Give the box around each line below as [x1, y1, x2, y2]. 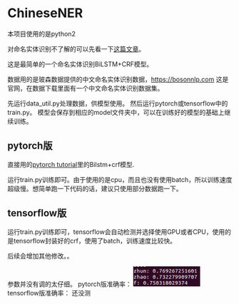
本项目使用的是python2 [7, 29, 76, 38]
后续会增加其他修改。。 [7, 251, 73, 260]
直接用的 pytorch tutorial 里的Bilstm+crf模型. [7, 160, 135, 168]
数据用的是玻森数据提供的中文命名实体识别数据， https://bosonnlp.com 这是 [7, 75, 229, 83]
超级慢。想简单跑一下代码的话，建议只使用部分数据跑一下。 [7, 184, 183, 193]
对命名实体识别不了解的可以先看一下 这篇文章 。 [7, 44, 145, 53]
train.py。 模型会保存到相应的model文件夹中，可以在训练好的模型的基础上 [7, 108, 225, 116]
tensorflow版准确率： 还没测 [7, 288, 91, 297]
